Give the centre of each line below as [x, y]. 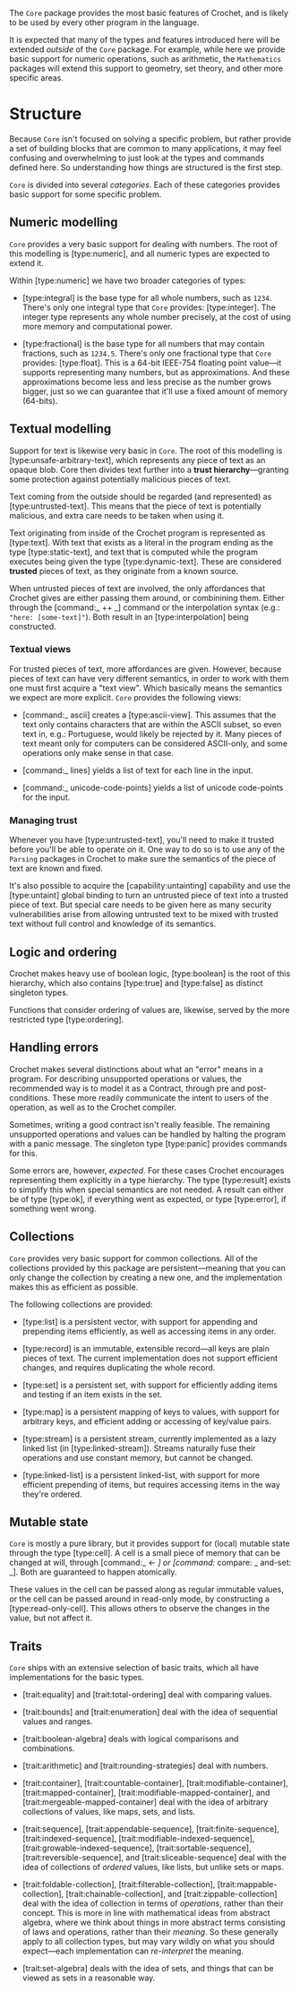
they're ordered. [52, 1494]
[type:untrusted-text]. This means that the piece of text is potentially [135, 506]
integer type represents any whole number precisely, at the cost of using [156, 316]
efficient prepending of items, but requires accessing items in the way [151, 1484]
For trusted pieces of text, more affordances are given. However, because [146, 669]
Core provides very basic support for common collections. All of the [133, 1258]
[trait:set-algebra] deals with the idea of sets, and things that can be [148, 1969]
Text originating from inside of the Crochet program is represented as [137, 533]
